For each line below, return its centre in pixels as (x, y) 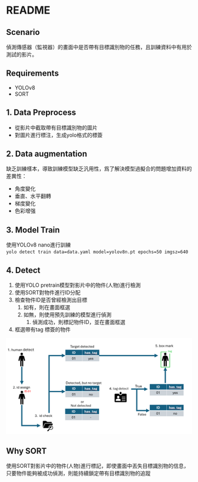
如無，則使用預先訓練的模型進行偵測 (67, 315)
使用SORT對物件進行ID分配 (47, 293)
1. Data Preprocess (41, 113)
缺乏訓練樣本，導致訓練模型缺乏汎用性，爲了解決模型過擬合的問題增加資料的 (99, 169)
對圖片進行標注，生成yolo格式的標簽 (59, 135)
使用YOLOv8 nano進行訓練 (39, 245)
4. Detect (23, 270)
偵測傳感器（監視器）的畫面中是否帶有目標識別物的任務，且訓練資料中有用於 (99, 47)
